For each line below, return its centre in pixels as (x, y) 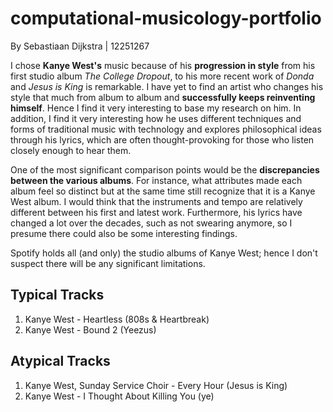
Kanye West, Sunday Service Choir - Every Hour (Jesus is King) (156, 385)
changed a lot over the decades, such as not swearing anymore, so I (151, 223)
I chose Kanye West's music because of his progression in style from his (163, 65)
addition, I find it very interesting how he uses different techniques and (156, 118)
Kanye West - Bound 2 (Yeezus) (90, 329)
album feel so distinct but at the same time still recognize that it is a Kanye (163, 191)
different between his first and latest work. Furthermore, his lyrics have (156, 212)
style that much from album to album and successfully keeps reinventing (163, 97)
